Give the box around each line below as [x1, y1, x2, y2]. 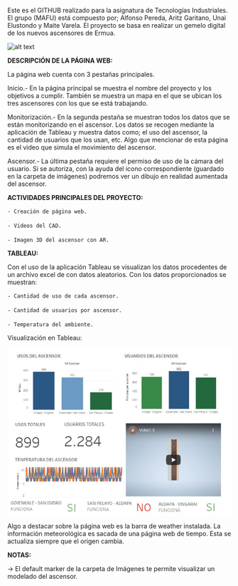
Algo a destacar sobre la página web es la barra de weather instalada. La [7, 521, 221, 530]
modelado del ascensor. [7, 572, 78, 580]
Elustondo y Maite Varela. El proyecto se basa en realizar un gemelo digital [7, 21, 226, 29]
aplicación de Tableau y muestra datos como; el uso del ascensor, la [7, 128, 208, 136]
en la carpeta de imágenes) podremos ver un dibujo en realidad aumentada [7, 172, 228, 180]
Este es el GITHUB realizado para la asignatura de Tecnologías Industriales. [7, 6, 228, 14]
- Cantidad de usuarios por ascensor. [7, 307, 122, 314]
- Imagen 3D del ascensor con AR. [7, 236, 110, 244]
